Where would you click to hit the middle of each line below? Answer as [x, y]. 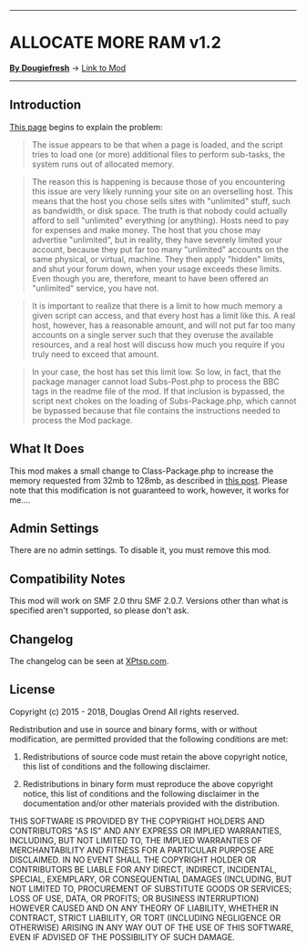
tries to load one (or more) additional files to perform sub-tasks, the [158, 154]
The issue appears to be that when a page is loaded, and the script [158, 144]
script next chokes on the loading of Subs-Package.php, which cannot [164, 401]
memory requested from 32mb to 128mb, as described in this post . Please [148, 480]
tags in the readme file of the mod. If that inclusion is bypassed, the [158, 391]
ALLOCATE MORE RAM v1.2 [115, 43]
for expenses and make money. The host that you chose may [146, 230]
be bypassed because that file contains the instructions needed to [156, 410]
